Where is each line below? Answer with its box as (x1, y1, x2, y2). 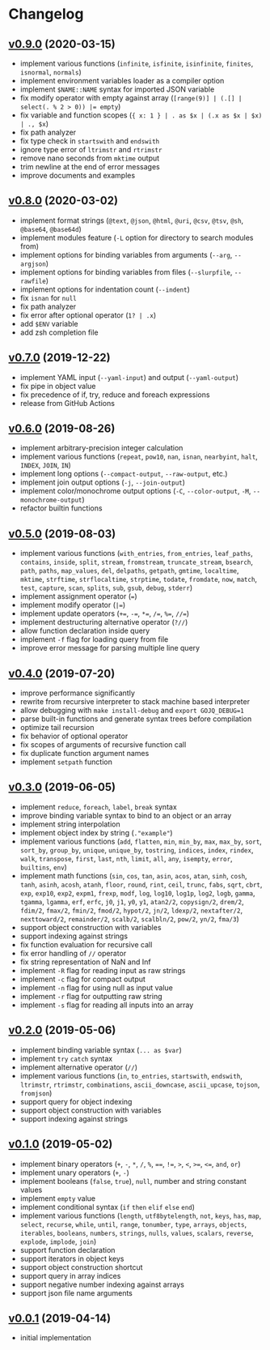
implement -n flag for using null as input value (19, 982, 174, 993)
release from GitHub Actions (19, 398, 116, 408)
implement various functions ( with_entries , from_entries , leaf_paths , (19, 549, 253, 558)
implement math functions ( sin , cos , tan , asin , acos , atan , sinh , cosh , (19, 870, 248, 880)
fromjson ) (19, 1087, 53, 1098)
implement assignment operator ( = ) (19, 592, 137, 601)
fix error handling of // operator (19, 948, 127, 958)
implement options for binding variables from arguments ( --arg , (19, 250, 233, 259)
